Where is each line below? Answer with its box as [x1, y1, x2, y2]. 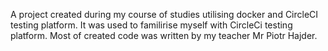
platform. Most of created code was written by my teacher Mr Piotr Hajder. [10, 30, 318, 41]
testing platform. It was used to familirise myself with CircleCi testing [10, 19, 293, 31]
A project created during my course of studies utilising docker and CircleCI [10, 9, 319, 20]
